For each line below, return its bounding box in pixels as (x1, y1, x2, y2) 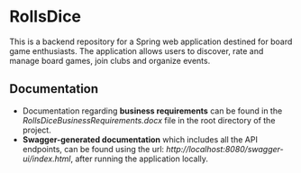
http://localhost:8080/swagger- (166, 143, 284, 154)
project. (22, 124, 51, 135)
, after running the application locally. (70, 153, 209, 164)
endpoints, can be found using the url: (22, 143, 165, 154)
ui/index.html (22, 153, 71, 164)
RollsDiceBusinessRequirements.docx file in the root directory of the (22, 114, 276, 125)
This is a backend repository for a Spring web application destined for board (9, 36, 293, 47)
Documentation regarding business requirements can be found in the (22, 105, 283, 116)
